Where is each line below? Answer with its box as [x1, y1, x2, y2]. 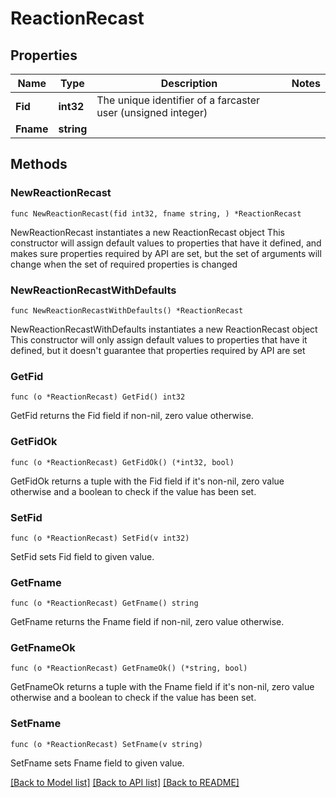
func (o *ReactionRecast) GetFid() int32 [10, 392, 186, 402]
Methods [10, 156, 68, 173]
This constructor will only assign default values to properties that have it [10, 333, 308, 346]
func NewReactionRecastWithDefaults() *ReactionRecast [10, 305, 244, 316]
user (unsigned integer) [96, 106, 208, 119]
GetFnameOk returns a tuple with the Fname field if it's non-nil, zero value [10, 681, 315, 693]
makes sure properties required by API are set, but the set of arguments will [10, 247, 322, 259]
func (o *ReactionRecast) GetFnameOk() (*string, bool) [10, 663, 248, 674]
